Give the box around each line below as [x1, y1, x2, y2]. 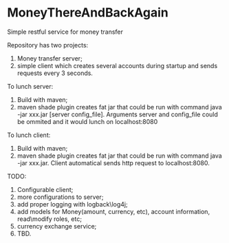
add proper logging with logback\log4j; [17, 200, 129, 208]
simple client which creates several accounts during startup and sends [17, 61, 218, 70]
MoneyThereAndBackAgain [7, 5, 168, 21]
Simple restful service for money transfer [7, 28, 124, 36]
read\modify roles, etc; [17, 215, 83, 223]
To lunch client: [7, 131, 51, 139]
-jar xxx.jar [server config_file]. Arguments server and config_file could [17, 110, 219, 118]
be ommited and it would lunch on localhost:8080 [17, 117, 158, 125]
